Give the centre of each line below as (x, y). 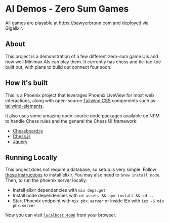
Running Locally (31, 157)
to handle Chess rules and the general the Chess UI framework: (72, 121)
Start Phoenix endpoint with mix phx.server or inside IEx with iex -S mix (88, 201)
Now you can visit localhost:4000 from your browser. (61, 215)
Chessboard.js (28, 131)
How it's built (27, 83)
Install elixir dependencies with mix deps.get (59, 190)
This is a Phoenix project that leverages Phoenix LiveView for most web (80, 95)
